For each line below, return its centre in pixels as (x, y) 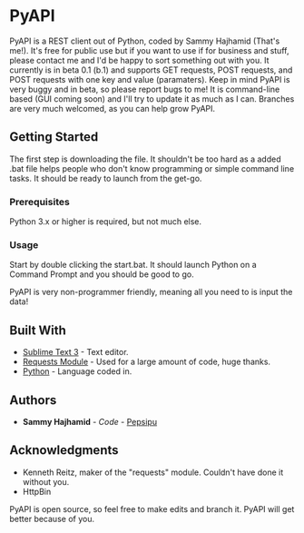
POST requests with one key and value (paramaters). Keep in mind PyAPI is (150, 79)
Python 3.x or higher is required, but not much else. (106, 222)
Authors (33, 400)
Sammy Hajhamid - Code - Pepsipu (89, 421)
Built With (38, 330)
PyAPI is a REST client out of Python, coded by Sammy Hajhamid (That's (145, 41)
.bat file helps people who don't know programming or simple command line (152, 168)
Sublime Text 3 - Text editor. (75, 352)
